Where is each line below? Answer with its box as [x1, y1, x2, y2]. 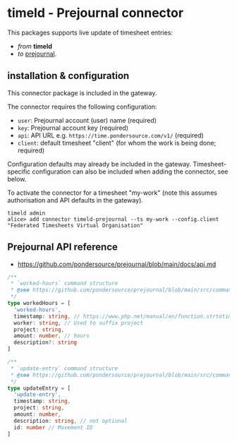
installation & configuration [7, 70, 130, 82]
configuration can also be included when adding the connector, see [32, 167, 229, 176]
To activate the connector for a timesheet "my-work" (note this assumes [7, 188, 217, 197]
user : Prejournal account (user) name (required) [17, 116, 157, 124]
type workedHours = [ [7, 300, 71, 307]
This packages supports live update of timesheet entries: [7, 28, 173, 37]
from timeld [17, 42, 53, 50]
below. [7, 174, 27, 183]
